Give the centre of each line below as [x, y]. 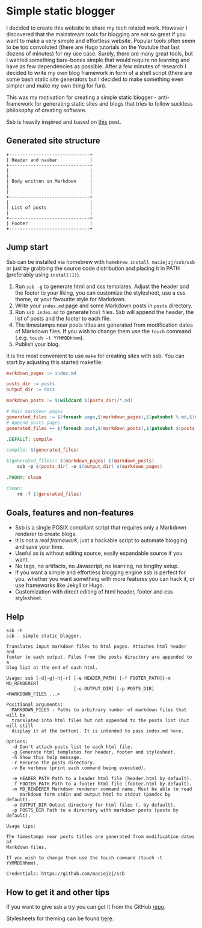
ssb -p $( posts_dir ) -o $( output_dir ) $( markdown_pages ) [90, 467]
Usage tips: [21, 826]
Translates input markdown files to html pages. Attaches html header [96, 647]
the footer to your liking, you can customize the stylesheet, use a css [100, 293]
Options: [17, 742]
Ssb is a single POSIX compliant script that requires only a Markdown [100, 527]
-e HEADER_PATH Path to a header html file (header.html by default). [102, 779]
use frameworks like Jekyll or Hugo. [60, 585]
